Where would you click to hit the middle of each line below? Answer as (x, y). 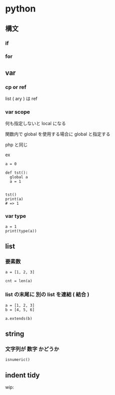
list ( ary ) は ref (21, 99)
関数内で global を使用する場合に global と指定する (58, 134)
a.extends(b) (19, 318)
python (21, 9)
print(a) (14, 199)
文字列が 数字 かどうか (32, 349)
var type (16, 216)
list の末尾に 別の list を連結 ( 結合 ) (47, 295)
